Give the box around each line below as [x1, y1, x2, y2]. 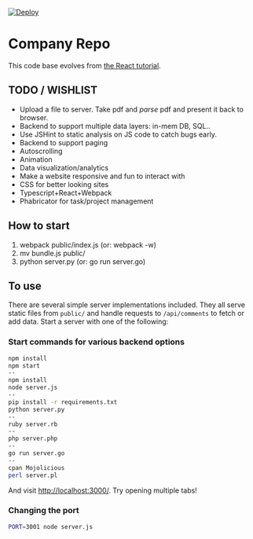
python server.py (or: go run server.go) [19, 256, 146, 266]
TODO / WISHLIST [8, 83, 98, 97]
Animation [19, 154, 53, 164]
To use [8, 279, 42, 292]
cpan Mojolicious [8, 464, 65, 471]
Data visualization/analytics [19, 163, 108, 172]
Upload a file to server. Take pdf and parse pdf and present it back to [19, 104, 244, 114]
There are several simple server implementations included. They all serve [8, 300, 246, 310]
